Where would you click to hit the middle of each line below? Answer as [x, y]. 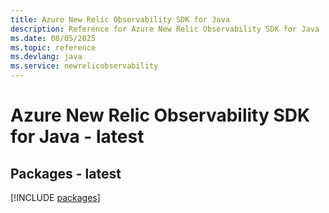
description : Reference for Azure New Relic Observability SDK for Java [165, 29]
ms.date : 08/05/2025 [53, 38]
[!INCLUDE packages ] [55, 197]
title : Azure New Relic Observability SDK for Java [120, 19]
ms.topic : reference [53, 47]
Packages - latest [66, 173]
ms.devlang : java [46, 57]
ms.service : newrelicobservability [84, 66]
